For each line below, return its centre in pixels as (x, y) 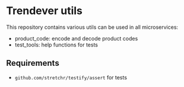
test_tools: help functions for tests (56, 45)
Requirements (33, 63)
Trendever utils (45, 11)
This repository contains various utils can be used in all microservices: (92, 27)
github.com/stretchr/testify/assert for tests (71, 77)
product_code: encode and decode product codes (76, 38)
